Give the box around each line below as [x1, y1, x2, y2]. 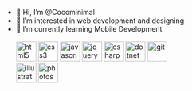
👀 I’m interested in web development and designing [15, 16, 185, 25]
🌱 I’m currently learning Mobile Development [15, 25, 163, 33]
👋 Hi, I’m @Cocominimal [15, 8, 96, 17]
